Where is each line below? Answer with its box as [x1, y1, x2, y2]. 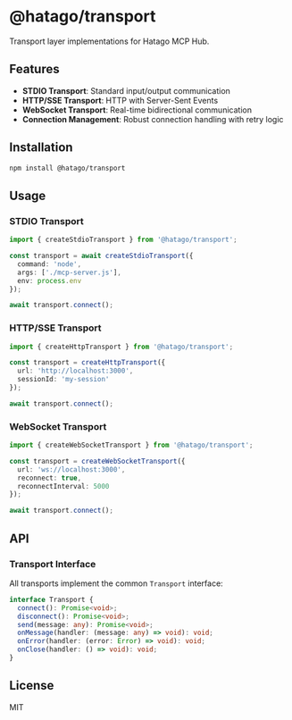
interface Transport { [9, 595, 94, 604]
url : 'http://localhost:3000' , [17, 366, 134, 376]
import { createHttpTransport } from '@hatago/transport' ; [9, 342, 234, 351]
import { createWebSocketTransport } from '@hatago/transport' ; [9, 440, 254, 450]
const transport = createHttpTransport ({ [9, 358, 166, 367]
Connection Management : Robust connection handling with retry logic [21, 113, 284, 124]
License [9, 678, 54, 693]
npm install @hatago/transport [9, 163, 126, 172]
